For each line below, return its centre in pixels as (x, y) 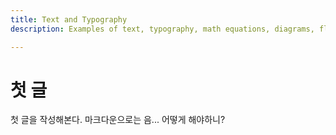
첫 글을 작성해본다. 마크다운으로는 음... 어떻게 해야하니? (118, 120)
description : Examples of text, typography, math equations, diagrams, (162, 29)
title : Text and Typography (69, 19)
